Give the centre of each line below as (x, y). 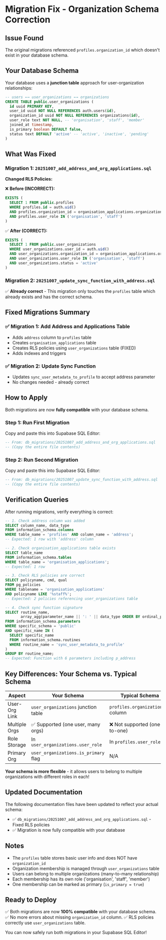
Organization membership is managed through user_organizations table (86, 868)
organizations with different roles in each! (47, 776)
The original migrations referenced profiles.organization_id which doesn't (83, 50)
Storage (17, 744)
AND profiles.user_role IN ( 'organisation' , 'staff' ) (66, 216)
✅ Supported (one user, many (66, 724)
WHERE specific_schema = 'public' (41, 626)
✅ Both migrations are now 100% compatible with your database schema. (81, 912)
